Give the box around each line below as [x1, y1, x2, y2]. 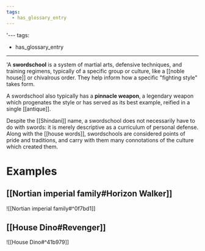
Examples [6, 164, 57, 178]
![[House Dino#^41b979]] [6, 239, 69, 246]
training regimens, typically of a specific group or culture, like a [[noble [6, 67, 185, 75]
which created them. [6, 143, 58, 150]
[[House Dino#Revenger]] [6, 222, 106, 233]
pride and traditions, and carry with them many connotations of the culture [6, 136, 194, 144]
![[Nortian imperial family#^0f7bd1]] [6, 205, 96, 212]
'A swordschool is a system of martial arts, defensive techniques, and [6, 60, 182, 68]
